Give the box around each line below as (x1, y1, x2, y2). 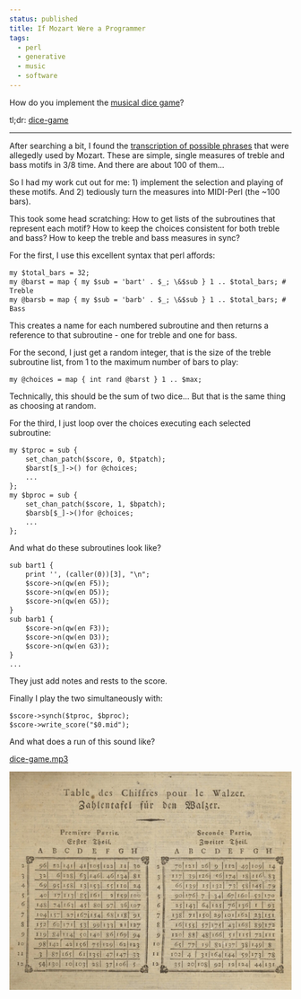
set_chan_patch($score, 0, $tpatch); (25, 455, 167, 464)
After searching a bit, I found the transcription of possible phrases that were (9, 140, 289, 151)
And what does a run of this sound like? (9, 736, 155, 747)
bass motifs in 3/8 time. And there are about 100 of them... (9, 159, 225, 170)
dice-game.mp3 (9, 753, 69, 764)
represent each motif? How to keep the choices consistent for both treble (9, 223, 280, 234)
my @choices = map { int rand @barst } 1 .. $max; (9, 375, 202, 384)
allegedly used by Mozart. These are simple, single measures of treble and (9, 149, 285, 161)
